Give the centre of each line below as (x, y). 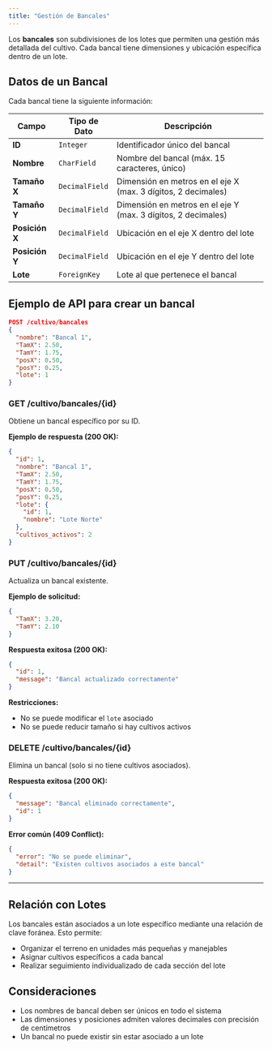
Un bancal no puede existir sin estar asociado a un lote (112, 1037)
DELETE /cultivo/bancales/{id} (70, 748)
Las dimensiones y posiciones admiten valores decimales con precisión (139, 1020)
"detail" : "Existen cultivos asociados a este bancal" (110, 864)
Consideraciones (53, 991)
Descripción (188, 127)
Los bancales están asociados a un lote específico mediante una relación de (136, 924)
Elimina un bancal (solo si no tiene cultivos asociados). (100, 765)
